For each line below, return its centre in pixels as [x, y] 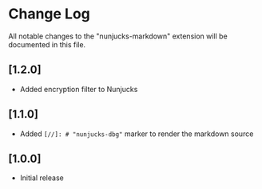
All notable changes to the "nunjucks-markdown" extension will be [118, 36]
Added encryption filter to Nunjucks [79, 89]
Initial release [42, 178]
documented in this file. [47, 44]
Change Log [49, 14]
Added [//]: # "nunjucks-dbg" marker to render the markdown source [137, 134]
